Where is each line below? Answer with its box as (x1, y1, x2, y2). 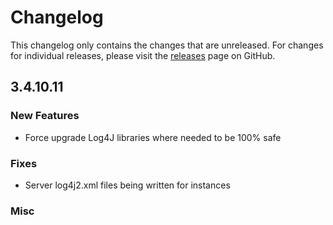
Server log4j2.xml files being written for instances (24, 179, 231, 191)
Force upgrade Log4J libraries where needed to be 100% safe (24, 131, 282, 143)
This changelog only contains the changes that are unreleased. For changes (10, 39, 324, 51)
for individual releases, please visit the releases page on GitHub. (10, 49, 276, 61)
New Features (10, 109, 80, 123)
